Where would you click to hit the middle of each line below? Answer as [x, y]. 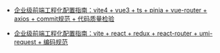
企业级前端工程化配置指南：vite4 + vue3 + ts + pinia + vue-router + [110, 10]
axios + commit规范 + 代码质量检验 [64, 19]
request [25, 42]
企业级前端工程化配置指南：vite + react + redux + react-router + [106, 33]
